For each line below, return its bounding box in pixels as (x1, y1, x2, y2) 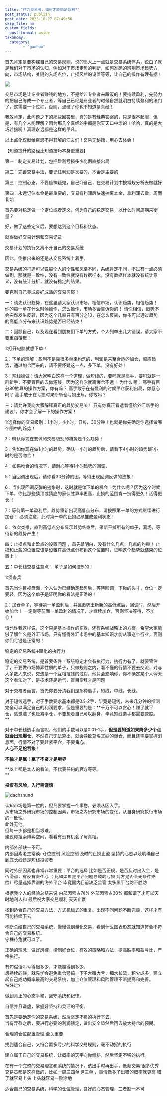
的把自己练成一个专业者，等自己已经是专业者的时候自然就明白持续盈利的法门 (5, 97, 162, 103)
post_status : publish (5, 12, 50, 17)
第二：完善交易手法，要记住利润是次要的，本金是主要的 (5, 169, 118, 175)
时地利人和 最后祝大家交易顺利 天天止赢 (5, 896, 86, 902)
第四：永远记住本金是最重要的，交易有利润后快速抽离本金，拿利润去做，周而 (5, 190, 162, 196)
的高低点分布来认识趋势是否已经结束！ (5, 318, 83, 324)
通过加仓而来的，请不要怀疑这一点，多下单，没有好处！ (13, 362, 127, 368)
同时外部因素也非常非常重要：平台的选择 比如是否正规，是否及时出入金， (5, 867, 155, 873)
